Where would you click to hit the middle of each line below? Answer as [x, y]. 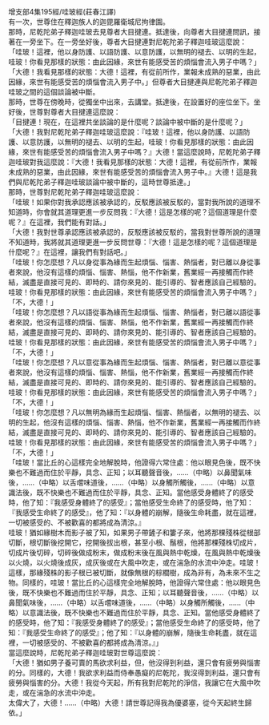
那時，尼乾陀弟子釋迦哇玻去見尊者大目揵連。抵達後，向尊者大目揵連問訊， [131, 32]
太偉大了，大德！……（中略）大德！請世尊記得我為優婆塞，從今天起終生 [127, 703]
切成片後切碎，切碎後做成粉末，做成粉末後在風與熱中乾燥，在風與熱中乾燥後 [134, 552]
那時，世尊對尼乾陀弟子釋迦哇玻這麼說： [75, 192]
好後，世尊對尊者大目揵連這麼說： [64, 112]
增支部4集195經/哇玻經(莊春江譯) [62, 12]
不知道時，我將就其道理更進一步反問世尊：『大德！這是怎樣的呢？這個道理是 [133, 242]
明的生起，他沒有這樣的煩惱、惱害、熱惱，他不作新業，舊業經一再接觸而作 [131, 422]
